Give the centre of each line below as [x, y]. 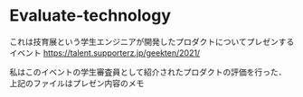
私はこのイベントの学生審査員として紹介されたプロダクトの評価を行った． [148, 72]
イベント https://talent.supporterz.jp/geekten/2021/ [105, 53]
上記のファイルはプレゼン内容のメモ [77, 83]
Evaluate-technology [90, 16]
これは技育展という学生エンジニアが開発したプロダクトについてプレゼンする [152, 41]
